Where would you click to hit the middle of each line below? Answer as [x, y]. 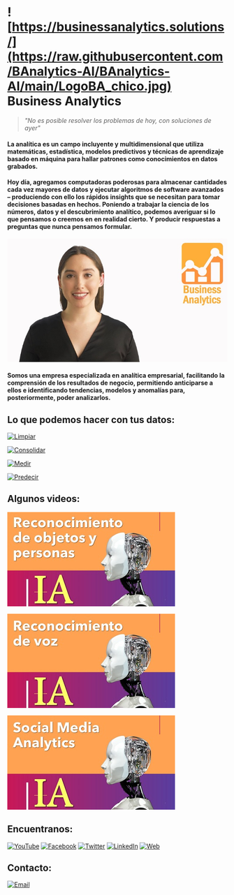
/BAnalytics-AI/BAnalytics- [89, 72]
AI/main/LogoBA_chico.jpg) [89, 86]
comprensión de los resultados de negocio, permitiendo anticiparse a [110, 383]
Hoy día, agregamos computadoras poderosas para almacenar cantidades [117, 182]
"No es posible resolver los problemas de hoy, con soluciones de [118, 120]
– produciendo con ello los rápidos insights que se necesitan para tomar [114, 197]
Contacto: [30, 868]
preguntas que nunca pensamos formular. [70, 227]
